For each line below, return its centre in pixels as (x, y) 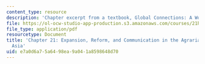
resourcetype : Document (37, 35)
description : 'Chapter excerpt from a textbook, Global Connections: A (99, 18)
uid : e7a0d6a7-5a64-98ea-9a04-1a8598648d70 (63, 52)
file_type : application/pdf (42, 29)
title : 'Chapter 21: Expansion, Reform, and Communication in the (92, 40)
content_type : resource (37, 12)
